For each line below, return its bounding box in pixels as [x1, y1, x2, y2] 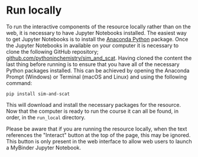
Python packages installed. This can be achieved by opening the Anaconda [6, 67, 190, 74]
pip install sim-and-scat [6, 91, 70, 97]
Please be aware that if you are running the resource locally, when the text [6, 125, 187, 132]
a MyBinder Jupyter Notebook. [6, 144, 82, 151]
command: [6, 79, 33, 86]
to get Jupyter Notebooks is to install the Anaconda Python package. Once [6, 35, 189, 42]
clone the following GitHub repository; [6, 48, 99, 55]
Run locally [6, 4, 62, 17]
